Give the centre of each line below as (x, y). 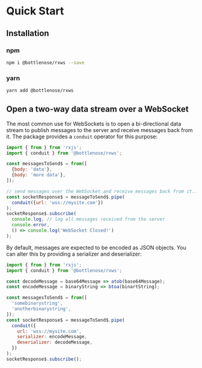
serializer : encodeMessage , (52, 337)
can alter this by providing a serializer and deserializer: (74, 254)
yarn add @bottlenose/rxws (40, 91)
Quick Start (35, 11)
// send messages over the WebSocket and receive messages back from (95, 191)
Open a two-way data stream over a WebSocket (97, 109)
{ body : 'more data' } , (39, 175)
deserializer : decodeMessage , (55, 342)
